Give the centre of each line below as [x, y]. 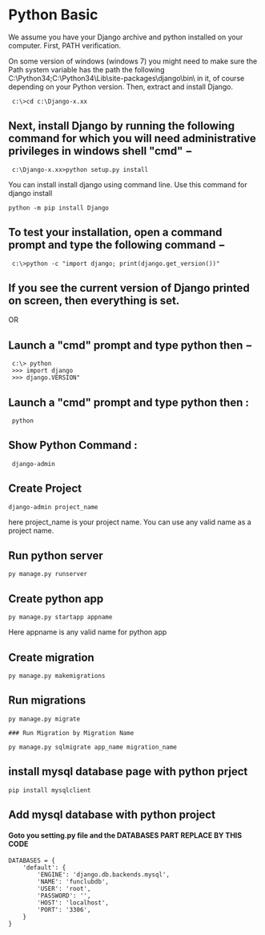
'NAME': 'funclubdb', [73, 882]
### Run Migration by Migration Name [71, 733]
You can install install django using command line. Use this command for [128, 184]
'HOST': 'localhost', [73, 903]
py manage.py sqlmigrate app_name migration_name [93, 747]
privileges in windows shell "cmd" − [100, 151]
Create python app [56, 599]
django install [30, 193]
